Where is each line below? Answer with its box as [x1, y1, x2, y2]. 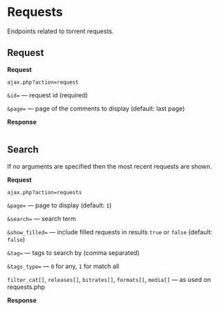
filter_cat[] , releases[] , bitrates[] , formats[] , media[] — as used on [7, 275, 211, 283]
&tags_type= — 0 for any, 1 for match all [7, 262, 120, 270]
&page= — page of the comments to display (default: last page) [7, 104, 185, 113]
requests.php [7, 283, 45, 291]
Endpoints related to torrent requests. [7, 27, 114, 35]
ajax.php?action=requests [7, 189, 82, 196]
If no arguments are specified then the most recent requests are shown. [7, 162, 213, 170]
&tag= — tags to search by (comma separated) [7, 248, 140, 256]
